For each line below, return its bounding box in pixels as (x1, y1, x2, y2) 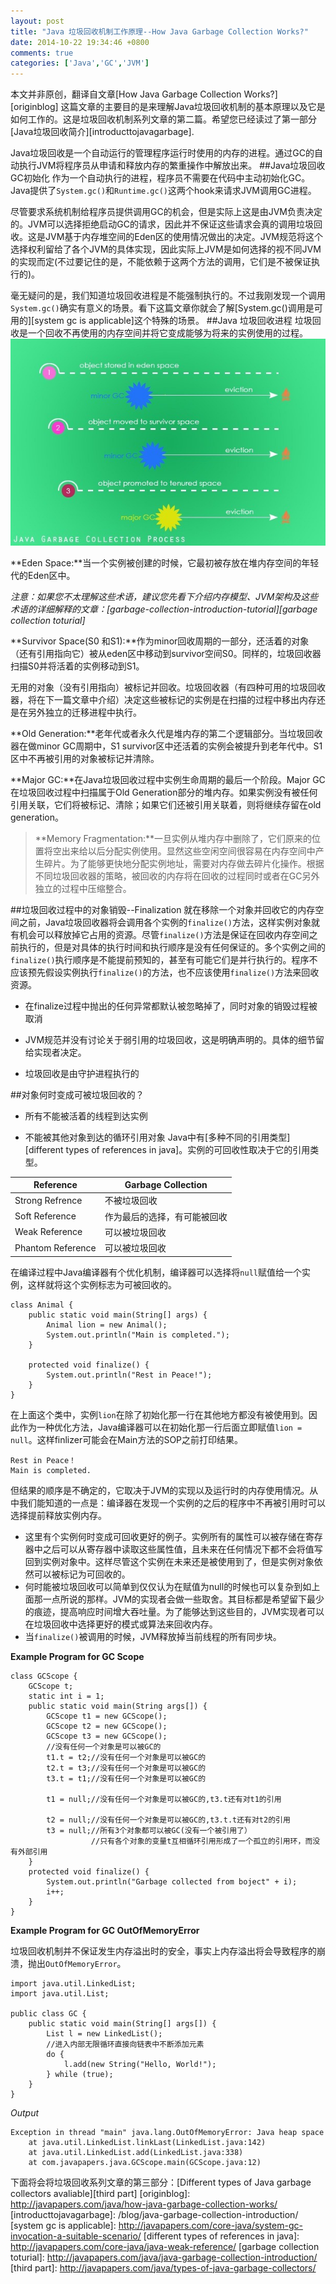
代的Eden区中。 (10, 569, 76, 581)
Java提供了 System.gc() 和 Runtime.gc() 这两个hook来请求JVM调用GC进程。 (10, 185, 317, 197)
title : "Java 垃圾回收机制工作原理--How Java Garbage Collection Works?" (10, 26, 309, 37)
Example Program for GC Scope (10, 1650, 145, 1662)
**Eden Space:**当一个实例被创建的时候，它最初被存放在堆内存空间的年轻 (10, 556, 320, 569)
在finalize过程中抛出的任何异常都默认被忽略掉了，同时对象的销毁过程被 (24, 1000, 318, 1012)
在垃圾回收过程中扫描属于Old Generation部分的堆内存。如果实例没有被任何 (10, 786, 318, 798)
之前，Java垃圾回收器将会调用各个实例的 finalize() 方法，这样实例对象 (18, 916, 312, 928)
